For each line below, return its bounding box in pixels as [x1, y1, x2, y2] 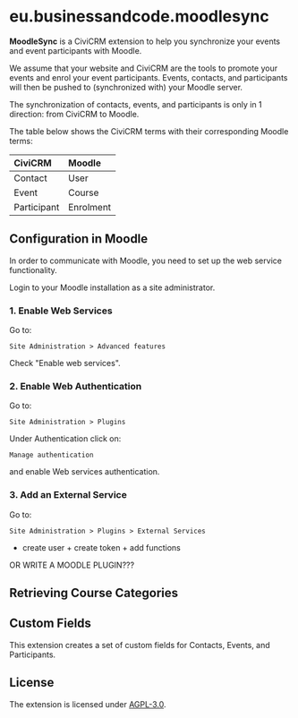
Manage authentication [9, 450, 94, 460]
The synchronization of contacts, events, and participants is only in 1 [9, 98, 262, 109]
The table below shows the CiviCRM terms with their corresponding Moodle [9, 125, 289, 136]
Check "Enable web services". [9, 358, 121, 369]
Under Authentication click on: [9, 433, 122, 444]
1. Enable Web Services [9, 304, 114, 317]
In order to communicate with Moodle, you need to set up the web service [9, 255, 282, 266]
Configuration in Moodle [9, 231, 149, 247]
